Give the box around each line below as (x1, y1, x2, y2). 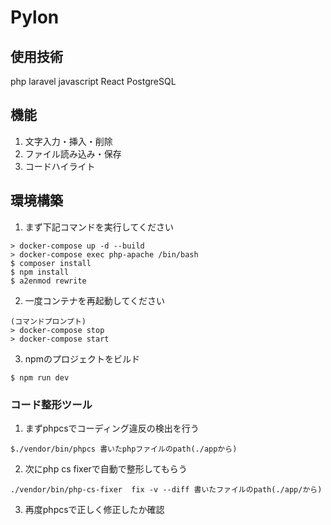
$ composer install (10, 258, 92, 268)
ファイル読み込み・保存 (24, 147, 122, 160)
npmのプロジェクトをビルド (24, 352, 140, 365)
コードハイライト (24, 160, 96, 172)
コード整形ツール (10, 397, 93, 411)
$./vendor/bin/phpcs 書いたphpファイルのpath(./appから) (10, 444, 238, 454)
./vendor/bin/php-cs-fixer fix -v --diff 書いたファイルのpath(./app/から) (10, 484, 323, 495)
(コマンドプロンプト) (10, 316, 87, 326)
